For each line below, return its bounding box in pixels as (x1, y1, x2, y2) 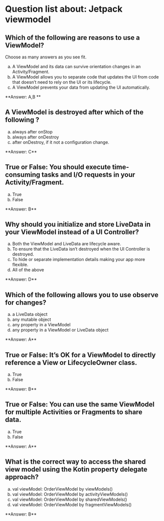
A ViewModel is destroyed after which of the (5, 108, 143, 116)
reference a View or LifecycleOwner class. (5, 358, 138, 366)
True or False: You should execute (5, 163, 111, 171)
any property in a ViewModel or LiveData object (12, 327, 109, 333)
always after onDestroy (12, 134, 59, 140)
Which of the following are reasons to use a (5, 33, 141, 42)
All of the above (12, 267, 44, 273)
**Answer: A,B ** (5, 94, 41, 100)
